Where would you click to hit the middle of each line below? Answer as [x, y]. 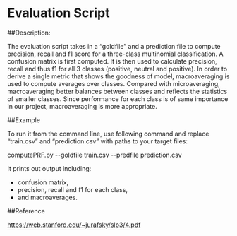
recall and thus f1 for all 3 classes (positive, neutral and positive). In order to [117, 69]
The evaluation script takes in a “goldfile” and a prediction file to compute [114, 46]
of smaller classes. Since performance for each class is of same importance [118, 99]
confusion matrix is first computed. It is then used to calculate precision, [112, 61]
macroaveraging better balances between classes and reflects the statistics [117, 91]
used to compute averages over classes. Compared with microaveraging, [114, 83]
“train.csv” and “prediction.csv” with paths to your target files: [98, 141]
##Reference [26, 211]
